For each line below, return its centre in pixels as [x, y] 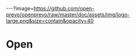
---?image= [20, 8]
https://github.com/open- [64, 8]
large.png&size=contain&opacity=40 [50, 21]
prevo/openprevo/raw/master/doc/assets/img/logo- [68, 15]
